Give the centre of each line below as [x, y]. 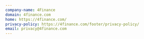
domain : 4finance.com [28, 15]
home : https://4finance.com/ [36, 19]
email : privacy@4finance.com [36, 29]
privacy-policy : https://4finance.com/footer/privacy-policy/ [72, 24]
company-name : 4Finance [30, 10]
